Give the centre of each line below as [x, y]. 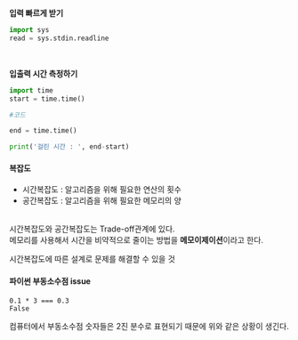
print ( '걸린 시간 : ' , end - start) [69, 147]
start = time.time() [48, 99]
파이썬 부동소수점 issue [50, 281]
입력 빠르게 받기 [36, 13]
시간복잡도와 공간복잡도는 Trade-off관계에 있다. [92, 229]
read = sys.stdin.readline [59, 38]
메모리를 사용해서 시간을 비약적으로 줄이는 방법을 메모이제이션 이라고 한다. [137, 240]
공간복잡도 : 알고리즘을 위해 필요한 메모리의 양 [102, 201]
